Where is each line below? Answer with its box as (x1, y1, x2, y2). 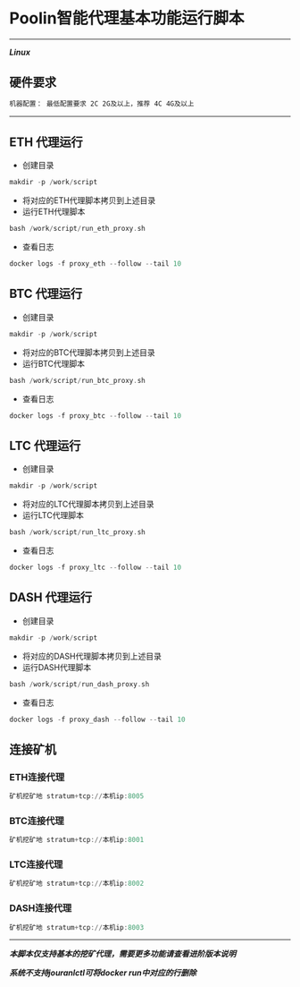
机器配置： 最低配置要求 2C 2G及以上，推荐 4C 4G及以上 (9, 99, 195, 108)
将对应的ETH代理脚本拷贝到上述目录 (21, 195, 156, 206)
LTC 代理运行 (9, 438, 81, 453)
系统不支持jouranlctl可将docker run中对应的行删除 (9, 967, 196, 978)
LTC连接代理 (9, 858, 63, 871)
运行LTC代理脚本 (21, 510, 85, 521)
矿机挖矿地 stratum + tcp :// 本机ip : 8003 (9, 923, 145, 932)
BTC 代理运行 (9, 286, 83, 302)
